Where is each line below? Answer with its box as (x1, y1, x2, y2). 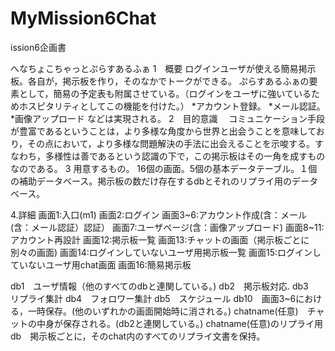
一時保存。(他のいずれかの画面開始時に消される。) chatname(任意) (27, 305, 299, 317)
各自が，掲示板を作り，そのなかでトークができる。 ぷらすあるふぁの (27, 75, 310, 87)
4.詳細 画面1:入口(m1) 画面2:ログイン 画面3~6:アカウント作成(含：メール (10, 208, 308, 221)
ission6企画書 (10, 41, 67, 53)
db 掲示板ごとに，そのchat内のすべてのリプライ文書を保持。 (10, 330, 266, 342)
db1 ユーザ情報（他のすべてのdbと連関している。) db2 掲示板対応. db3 (10, 280, 309, 292)
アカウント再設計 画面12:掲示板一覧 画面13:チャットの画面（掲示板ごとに (10, 233, 310, 246)
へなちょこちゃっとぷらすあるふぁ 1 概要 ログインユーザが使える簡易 (10, 62, 299, 74)
